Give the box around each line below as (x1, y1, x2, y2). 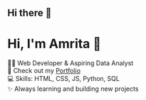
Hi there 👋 (7, 7, 52, 19)
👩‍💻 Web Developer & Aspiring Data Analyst (7, 59, 134, 67)
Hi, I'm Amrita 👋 (7, 35, 102, 52)
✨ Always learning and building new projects (7, 84, 139, 93)
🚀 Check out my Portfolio (7, 67, 80, 75)
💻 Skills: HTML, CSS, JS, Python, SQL (7, 74, 120, 83)
